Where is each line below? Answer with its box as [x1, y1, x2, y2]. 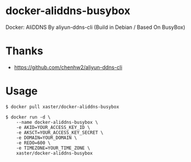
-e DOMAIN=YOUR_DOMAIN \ [16, 134, 77, 141]
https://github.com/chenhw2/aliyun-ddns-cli [14, 64, 123, 71]
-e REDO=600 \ [16, 140, 51, 146]
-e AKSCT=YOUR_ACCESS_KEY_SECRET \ [16, 130, 104, 135]
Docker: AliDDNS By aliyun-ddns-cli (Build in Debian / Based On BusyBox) [5, 24, 186, 31]
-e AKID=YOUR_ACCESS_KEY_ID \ [16, 124, 91, 130]
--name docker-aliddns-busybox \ [16, 119, 98, 125]
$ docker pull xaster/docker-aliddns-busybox [5, 104, 119, 110]
